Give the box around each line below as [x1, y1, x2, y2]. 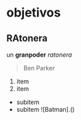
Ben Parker [23, 64, 56, 72]
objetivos [6, 5, 61, 21]
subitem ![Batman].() [16, 106, 75, 113]
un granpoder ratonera [6, 50, 73, 59]
